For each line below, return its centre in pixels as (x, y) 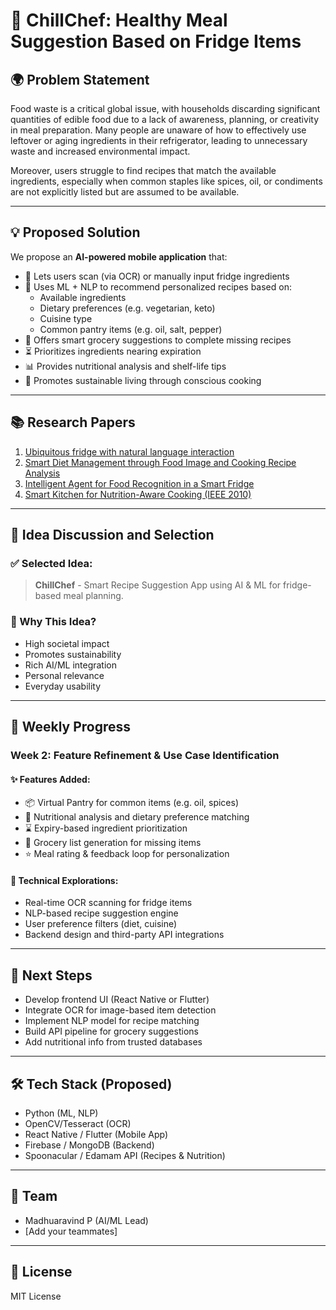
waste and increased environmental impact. (100, 151)
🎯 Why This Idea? (53, 622)
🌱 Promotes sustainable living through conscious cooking (143, 380)
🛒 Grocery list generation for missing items (113, 843)
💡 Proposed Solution (75, 232)
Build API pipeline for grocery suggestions (111, 1031)
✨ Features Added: (50, 779)
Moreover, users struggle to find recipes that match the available (143, 170)
